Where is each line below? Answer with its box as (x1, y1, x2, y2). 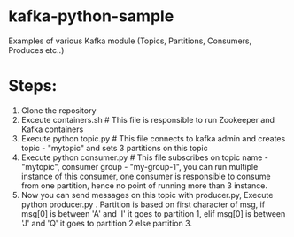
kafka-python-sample (8, 6, 174, 27)
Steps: (8, 76, 58, 96)
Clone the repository (20, 104, 97, 116)
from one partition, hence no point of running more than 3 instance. (20, 180, 267, 191)
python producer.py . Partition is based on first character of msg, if (20, 199, 266, 210)
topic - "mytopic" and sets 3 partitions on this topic (20, 142, 209, 153)
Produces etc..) (8, 44, 65, 55)
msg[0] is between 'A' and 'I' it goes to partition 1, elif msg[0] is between (20, 208, 286, 218)
